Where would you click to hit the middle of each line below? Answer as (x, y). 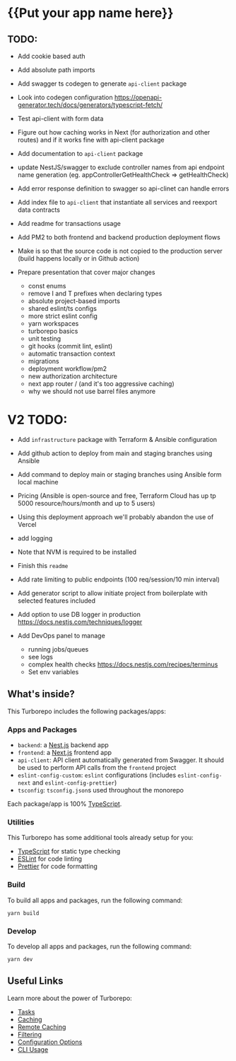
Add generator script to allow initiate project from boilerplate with (112, 593)
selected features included (56, 601)
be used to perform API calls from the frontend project (97, 768)
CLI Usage (33, 1049)
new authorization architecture (73, 376)
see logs (41, 657)
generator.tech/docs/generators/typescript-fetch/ (90, 105)
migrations (43, 361)
